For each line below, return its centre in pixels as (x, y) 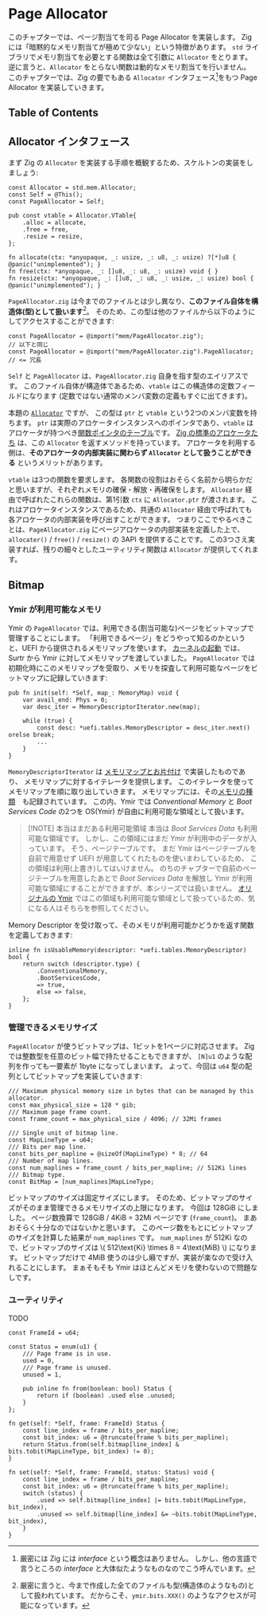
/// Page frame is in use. (67, 1353)
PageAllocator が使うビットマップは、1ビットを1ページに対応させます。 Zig (132, 1046)
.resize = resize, (53, 236)
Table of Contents (54, 112)
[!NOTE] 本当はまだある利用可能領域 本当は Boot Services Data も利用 (143, 828)
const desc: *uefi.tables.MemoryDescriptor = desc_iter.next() (143, 728)
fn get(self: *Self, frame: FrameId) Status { (87, 1423)
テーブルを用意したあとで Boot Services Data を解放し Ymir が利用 (143, 879)
